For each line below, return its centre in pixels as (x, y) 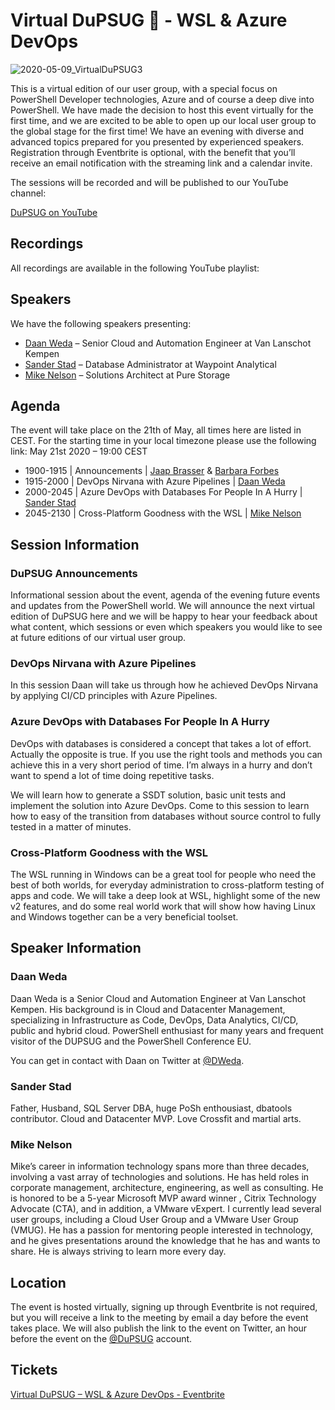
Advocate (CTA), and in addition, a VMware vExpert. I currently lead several (166, 1209)
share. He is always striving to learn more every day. (118, 1251)
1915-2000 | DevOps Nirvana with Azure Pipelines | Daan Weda (155, 481)
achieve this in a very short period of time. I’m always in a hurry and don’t (161, 765)
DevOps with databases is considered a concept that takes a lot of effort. (161, 743)
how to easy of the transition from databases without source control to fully (166, 816)
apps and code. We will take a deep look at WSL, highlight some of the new (165, 895)
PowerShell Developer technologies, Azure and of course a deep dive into (162, 99)
